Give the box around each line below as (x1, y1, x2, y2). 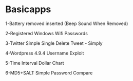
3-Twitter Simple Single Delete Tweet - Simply (5, 40, 103, 46)
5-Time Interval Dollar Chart (5, 60, 64, 66)
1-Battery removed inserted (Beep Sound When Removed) (5, 20, 128, 26)
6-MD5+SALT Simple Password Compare (5, 70, 93, 76)
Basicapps (5, 4, 51, 15)
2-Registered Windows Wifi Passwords (5, 30, 88, 36)
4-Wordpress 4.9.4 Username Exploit (5, 50, 84, 56)
